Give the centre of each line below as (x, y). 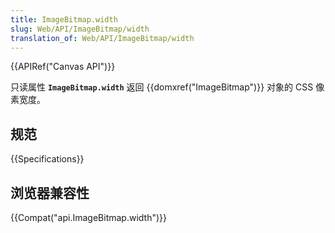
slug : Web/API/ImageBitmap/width (80, 29)
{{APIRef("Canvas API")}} (63, 67)
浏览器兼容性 (50, 192)
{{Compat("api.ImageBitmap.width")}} (88, 217)
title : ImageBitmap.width (64, 19)
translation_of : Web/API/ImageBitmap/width (102, 38)
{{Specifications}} (47, 159)
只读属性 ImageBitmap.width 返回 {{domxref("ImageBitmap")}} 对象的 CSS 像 (167, 87)
